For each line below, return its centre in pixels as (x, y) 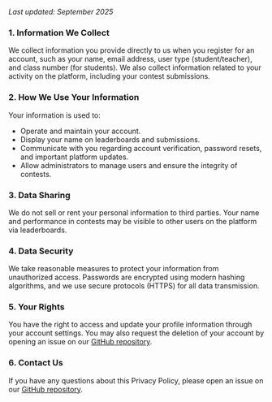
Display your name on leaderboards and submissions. (110, 139)
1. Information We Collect (59, 32)
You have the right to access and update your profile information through (130, 325)
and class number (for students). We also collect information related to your (135, 67)
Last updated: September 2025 (61, 12)
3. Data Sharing (39, 195)
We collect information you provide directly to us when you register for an (132, 50)
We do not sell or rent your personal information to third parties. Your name (134, 212)
